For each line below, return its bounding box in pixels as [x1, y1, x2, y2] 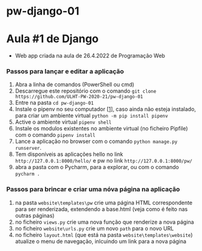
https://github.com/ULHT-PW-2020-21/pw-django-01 [15, 94, 144, 100]
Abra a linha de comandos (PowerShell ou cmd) [15, 81, 135, 89]
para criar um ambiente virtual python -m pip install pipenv [15, 112, 169, 119]
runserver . [15, 144, 42, 152]
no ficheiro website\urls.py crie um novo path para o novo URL [15, 224, 174, 232]
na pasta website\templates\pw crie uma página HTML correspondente [15, 199, 193, 206]
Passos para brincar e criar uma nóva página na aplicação [6, 185, 180, 193]
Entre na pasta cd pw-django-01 [15, 99, 94, 107]
